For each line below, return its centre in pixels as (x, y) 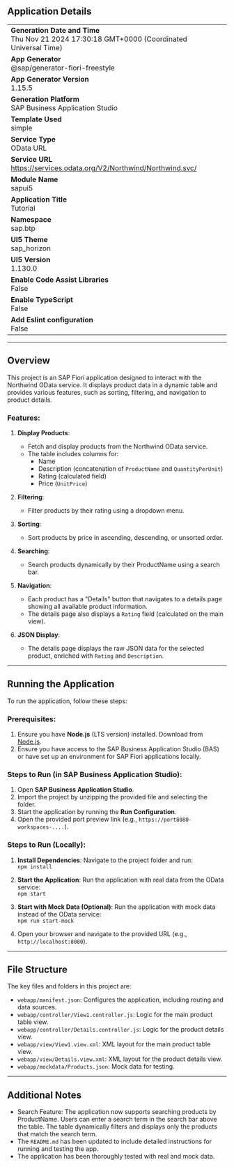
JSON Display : (39, 635)
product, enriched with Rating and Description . (96, 656)
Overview (29, 361)
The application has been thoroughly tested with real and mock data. (116, 1157)
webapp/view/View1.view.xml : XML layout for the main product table (114, 1044)
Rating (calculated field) (72, 476)
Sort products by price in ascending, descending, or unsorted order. (125, 537)
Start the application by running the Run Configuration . (97, 812)
